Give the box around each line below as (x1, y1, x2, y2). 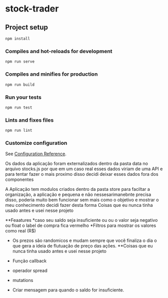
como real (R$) (5, 228, 36, 234)
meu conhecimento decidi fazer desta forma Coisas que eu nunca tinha (5, 202, 153, 208)
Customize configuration (5, 140, 68, 147)
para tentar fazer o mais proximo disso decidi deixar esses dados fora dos (5, 171, 159, 177)
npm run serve (5, 59, 35, 64)
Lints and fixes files (5, 116, 54, 123)
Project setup (5, 23, 49, 32)
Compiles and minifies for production (5, 71, 98, 78)
